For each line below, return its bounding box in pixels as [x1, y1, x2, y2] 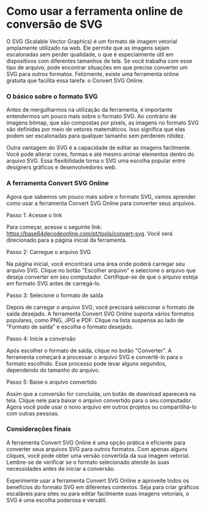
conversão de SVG [6, 17, 103, 31]
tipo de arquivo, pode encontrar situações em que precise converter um [6, 63, 188, 71]
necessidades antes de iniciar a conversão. [6, 465, 116, 472]
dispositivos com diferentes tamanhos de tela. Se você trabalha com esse [6, 57, 193, 64]
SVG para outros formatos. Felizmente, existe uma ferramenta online [6, 70, 179, 77]
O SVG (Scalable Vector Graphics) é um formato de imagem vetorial [6, 37, 177, 45]
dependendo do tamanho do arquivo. [6, 366, 100, 374]
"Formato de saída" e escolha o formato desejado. [6, 323, 133, 330]
